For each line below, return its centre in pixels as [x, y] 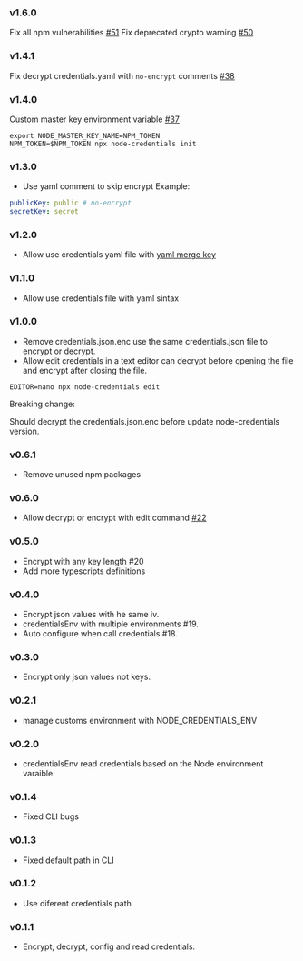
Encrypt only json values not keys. [87, 677]
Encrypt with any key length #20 [83, 561]
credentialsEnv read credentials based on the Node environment [143, 763]
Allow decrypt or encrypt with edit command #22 [114, 518]
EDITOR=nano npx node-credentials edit [85, 387]
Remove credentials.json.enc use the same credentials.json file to [145, 341]
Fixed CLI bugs [51, 816]
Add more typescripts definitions [84, 571]
